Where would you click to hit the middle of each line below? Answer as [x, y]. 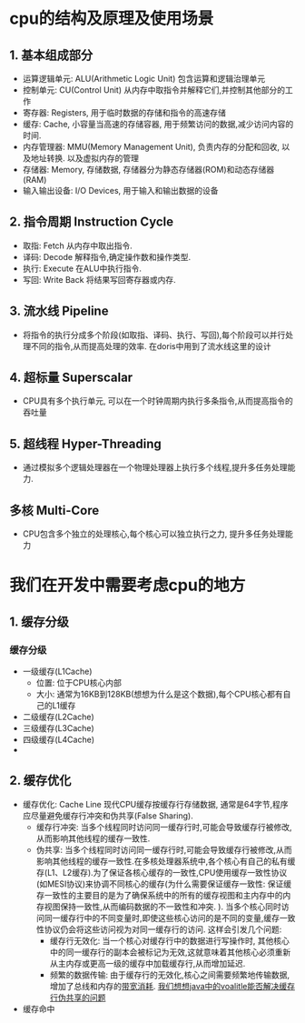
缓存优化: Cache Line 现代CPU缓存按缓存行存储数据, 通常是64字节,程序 [155, 804]
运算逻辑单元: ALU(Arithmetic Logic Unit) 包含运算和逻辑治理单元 [144, 79]
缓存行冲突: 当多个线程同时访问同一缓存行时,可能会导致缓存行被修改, [164, 827]
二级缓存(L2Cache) [58, 717]
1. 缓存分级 [39, 622]
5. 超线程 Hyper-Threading [85, 443]
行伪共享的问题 [78, 998]
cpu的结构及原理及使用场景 [112, 19]
